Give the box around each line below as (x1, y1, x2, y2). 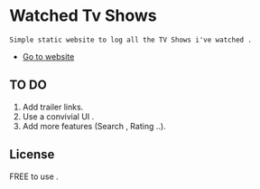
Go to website (22, 51, 75, 61)
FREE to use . (9, 171, 59, 182)
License (9, 146, 55, 163)
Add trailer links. (22, 101, 84, 112)
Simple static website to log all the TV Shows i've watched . (9, 35, 253, 44)
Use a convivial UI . (22, 110, 95, 122)
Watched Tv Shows (9, 5, 157, 26)
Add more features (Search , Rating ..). (22, 120, 166, 131)
